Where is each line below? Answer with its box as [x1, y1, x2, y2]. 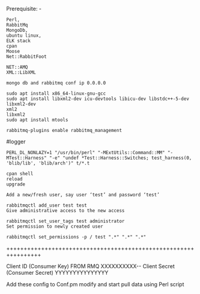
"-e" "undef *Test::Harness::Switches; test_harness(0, [49, 155, 192, 161]
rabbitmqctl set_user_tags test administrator [6, 218, 125, 224]
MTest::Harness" [6, 155, 47, 161]
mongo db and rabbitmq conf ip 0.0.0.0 [6, 80, 106, 86]
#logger [6, 138, 26, 145]
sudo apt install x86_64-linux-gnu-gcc [6, 90, 106, 96]
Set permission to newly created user [6, 224, 103, 230]
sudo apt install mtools [6, 117, 68, 123]
